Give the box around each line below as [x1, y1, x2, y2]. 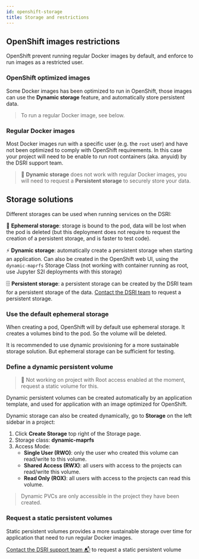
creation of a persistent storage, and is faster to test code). [6, 235, 151, 242]
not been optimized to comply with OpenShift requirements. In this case [6, 146, 182, 153]
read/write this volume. [23, 468, 80, 476]
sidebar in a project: [6, 418, 55, 426]
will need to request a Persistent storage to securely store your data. [20, 177, 191, 184]
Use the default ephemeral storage [6, 309, 109, 318]
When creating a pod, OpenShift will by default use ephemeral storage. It [6, 324, 185, 331]
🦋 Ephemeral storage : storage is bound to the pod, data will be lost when [6, 222, 186, 229]
